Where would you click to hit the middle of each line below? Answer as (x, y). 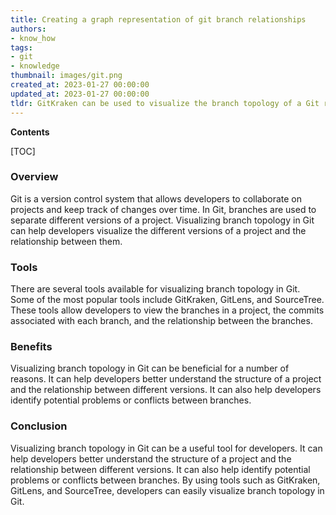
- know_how (33, 38)
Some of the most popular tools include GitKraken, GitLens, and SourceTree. (167, 300)
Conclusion (39, 426)
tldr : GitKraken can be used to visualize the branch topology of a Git (165, 103)
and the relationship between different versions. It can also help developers (166, 390)
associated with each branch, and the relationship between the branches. (161, 321)
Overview (34, 177)
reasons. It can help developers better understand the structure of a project (166, 379)
